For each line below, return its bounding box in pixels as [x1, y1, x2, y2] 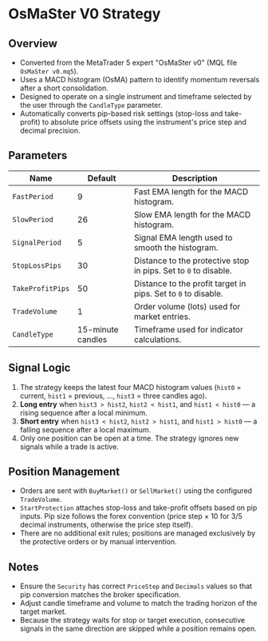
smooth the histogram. [134, 241, 219, 253]
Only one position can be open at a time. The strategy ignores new [19, 433, 239, 443]
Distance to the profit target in [134, 277, 246, 289]
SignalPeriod [12, 237, 62, 247]
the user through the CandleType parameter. [19, 101, 163, 109]
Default [87, 173, 116, 184]
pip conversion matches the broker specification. [19, 590, 181, 599]
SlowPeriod [12, 215, 53, 224]
